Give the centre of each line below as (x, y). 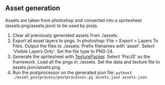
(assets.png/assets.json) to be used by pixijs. (52, 25)
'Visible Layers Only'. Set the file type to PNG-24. (63, 51)
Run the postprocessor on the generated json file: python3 (72, 72)
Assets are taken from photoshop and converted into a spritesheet (73, 20)
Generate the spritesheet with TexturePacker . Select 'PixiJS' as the (81, 56)
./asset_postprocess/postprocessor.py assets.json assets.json (80, 77)
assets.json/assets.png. (37, 67)
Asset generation (33, 8)
